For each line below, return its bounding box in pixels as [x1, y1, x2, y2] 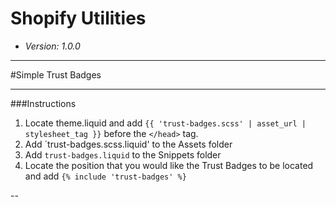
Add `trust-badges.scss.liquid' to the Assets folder [24, 138, 233, 150]
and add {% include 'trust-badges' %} [24, 170, 187, 182]
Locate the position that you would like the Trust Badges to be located [24, 159, 314, 171]
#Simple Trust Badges [10, 68, 102, 81]
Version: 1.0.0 [24, 40, 81, 52]
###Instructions [10, 97, 77, 109]
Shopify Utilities [10, 7, 147, 30]
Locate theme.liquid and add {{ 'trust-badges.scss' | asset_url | [24, 117, 307, 129]
